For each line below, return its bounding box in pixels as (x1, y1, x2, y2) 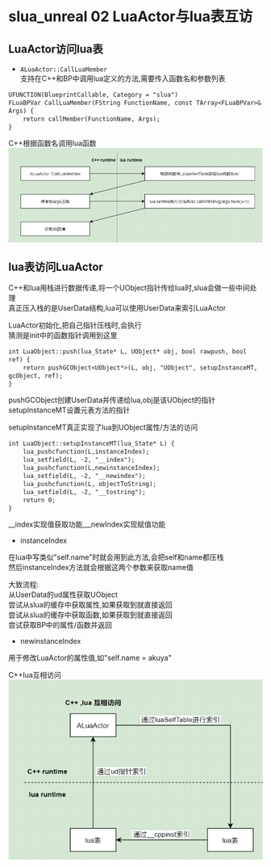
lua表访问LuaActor (8, 260, 103, 273)
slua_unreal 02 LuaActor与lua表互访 (8, 7, 253, 26)
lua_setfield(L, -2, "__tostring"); (23, 488, 147, 497)
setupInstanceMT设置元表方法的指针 (8, 405, 131, 415)
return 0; (23, 497, 56, 505)
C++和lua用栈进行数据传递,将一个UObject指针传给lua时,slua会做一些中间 (8, 283, 250, 293)
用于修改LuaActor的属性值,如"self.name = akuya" (8, 653, 172, 663)
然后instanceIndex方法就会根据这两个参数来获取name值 (8, 563, 194, 573)
